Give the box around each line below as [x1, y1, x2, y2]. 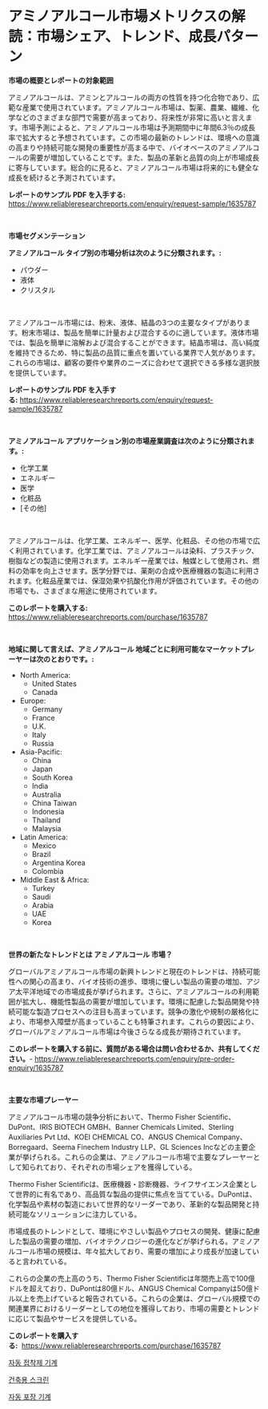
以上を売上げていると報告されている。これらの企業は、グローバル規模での [14, 1293, 261, 1303]
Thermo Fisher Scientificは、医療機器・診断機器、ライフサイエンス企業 [8, 1179, 244, 1188]
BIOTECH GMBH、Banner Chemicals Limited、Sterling [54, 1122, 234, 1131]
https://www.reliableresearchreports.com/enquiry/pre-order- [34, 1054, 235, 1063]
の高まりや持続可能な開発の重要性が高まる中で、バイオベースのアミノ [8, 142, 239, 152]
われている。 [29, 1257, 71, 1266]
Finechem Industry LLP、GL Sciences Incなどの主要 [77, 1142, 249, 1151]
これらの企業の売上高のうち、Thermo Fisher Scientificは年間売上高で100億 [8, 1273, 255, 1283]
